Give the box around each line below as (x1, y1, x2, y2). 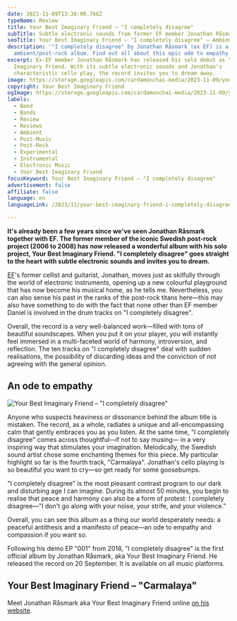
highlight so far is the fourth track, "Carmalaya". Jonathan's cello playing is (7, 457, 225, 466)
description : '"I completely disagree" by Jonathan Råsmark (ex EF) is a (7, 43, 229, 50)
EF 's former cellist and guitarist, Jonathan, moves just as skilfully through (7, 270, 221, 279)
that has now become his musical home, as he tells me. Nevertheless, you (7, 286, 222, 294)
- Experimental (13, 149, 59, 156)
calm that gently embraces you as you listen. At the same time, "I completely (7, 428, 230, 436)
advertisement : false (7, 181, 71, 188)
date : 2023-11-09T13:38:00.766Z (7, 10, 102, 18)
